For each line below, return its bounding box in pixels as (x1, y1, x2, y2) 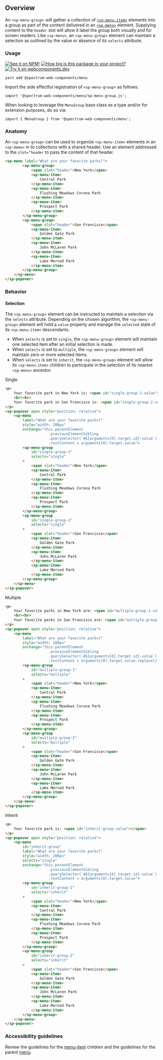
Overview (5, 4, 35, 12)
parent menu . (5, 1049, 32, 1055)
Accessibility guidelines (5, 1033, 63, 1040)
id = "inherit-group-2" (31, 953, 75, 958)
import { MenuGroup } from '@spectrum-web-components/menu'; (5, 117, 131, 121)
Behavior (5, 288, 27, 295)
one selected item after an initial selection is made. (12, 341, 114, 347)
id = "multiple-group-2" (31, 735, 77, 740)
